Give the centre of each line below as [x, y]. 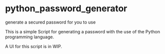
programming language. [30, 37]
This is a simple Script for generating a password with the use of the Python [82, 31]
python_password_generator [66, 9]
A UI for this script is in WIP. [34, 46]
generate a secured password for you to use [50, 22]
